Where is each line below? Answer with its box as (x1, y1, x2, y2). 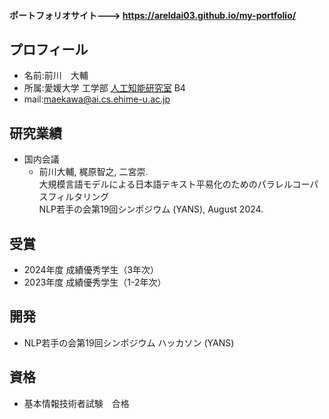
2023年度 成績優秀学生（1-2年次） (23, 276, 167, 289)
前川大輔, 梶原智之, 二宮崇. (38, 166, 149, 178)
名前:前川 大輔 (23, 70, 89, 82)
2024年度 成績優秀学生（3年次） (23, 264, 160, 276)
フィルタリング (47, 191, 110, 203)
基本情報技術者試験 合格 (23, 397, 130, 409)
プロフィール (9, 41, 89, 58)
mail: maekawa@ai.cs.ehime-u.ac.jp (23, 93, 171, 105)
